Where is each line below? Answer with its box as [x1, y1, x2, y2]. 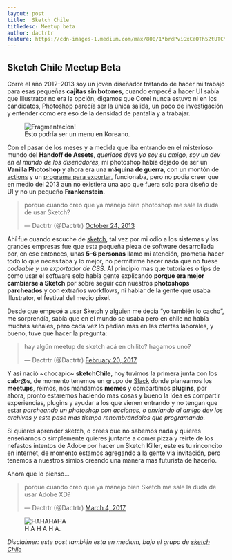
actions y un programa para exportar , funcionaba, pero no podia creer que [7, 172, 219, 180]
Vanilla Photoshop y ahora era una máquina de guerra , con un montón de [7, 165, 220, 174]
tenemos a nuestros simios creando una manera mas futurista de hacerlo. [7, 456, 217, 464]
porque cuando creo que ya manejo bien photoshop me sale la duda [23, 200, 219, 209]
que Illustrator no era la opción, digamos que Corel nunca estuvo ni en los [7, 94, 217, 102]
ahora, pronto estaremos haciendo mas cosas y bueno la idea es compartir [7, 391, 221, 400]
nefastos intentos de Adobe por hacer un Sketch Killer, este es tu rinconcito [7, 441, 222, 449]
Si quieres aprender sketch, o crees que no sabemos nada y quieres [7, 427, 202, 435]
